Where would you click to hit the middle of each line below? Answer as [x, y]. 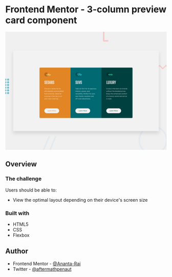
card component [41, 20]
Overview [21, 164]
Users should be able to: [31, 190]
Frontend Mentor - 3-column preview [86, 9]
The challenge [24, 179]
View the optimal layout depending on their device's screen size [80, 200]
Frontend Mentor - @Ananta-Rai [47, 263]
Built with [17, 213]
